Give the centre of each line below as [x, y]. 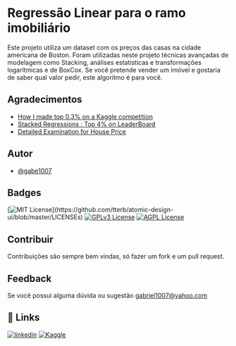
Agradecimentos [45, 100]
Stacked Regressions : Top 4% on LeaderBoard [86, 124]
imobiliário [39, 28]
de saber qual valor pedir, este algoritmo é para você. [85, 77]
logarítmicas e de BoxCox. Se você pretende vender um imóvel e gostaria [114, 70]
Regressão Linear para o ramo [97, 13]
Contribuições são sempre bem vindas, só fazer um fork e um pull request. [116, 257]
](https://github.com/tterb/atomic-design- [113, 210]
